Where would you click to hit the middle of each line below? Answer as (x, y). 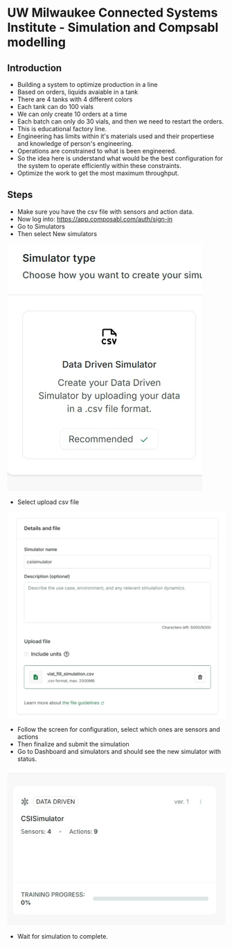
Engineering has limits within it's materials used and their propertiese (116, 136)
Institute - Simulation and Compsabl (113, 27)
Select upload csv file (48, 502)
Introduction (35, 68)
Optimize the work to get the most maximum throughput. (98, 173)
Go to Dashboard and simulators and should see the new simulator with (119, 751)
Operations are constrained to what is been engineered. (97, 151)
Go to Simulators (41, 226)
